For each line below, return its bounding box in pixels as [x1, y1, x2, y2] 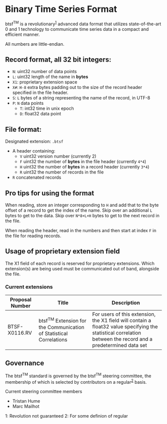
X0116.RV [7, 330, 32, 337]
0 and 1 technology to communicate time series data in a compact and [5, 26, 149, 32]
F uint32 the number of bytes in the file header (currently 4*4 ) [19, 159, 147, 165]
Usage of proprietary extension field [5, 247, 120, 255]
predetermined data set [92, 342, 148, 349]
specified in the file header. [12, 89, 69, 95]
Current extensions [5, 283, 53, 290]
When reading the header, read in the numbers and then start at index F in [5, 228, 157, 234]
